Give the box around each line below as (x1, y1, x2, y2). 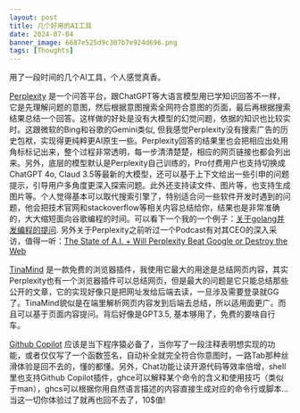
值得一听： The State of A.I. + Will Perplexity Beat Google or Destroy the (24, 235, 288, 246)
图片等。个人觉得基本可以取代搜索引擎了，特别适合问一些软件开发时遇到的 (9, 191, 283, 202)
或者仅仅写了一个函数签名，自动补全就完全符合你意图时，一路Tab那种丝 (24, 350, 289, 361)
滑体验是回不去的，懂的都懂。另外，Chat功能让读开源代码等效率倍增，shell (9, 361, 287, 372)
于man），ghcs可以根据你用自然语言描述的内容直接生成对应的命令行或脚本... (9, 384, 288, 394)
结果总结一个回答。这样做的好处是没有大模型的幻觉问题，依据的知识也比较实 (9, 113, 291, 124)
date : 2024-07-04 (9, 29, 74, 38)
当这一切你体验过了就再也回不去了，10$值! (9, 394, 166, 406)
